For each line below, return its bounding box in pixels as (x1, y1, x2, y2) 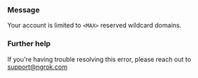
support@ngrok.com (7, 62, 68, 71)
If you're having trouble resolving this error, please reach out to (7, 55, 192, 63)
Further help (7, 39, 51, 49)
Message (7, 5, 40, 15)
